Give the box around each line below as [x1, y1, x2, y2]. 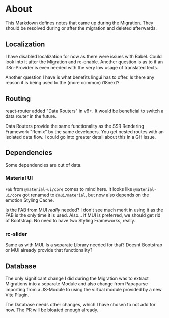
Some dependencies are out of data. [5, 162, 82, 168]
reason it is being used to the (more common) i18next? [5, 79, 120, 85]
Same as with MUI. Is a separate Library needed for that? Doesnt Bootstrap [5, 242, 163, 248]
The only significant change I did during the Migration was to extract [5, 275, 149, 281]
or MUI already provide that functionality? [5, 247, 93, 253]
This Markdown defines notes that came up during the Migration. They [5, 20, 154, 26]
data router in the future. [5, 113, 57, 119]
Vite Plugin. [5, 292, 30, 298]
